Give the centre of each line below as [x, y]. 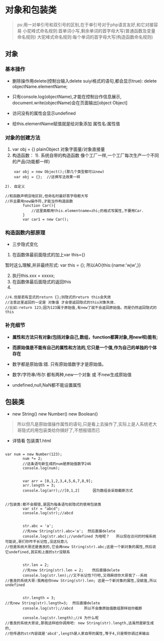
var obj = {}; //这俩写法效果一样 [47, 177]
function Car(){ [39, 205]
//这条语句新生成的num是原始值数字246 [57, 464]
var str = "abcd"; [41, 509]
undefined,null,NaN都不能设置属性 [47, 385]
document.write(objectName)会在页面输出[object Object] [70, 103]
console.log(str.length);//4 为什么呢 [61, 618]
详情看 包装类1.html [32, 441]
